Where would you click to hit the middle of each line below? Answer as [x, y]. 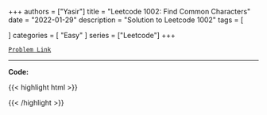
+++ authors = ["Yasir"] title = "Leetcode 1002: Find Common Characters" [130, 11]
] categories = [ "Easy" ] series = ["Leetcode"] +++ [92, 35]
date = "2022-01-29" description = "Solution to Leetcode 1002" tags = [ [126, 20]
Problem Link [30, 50]
